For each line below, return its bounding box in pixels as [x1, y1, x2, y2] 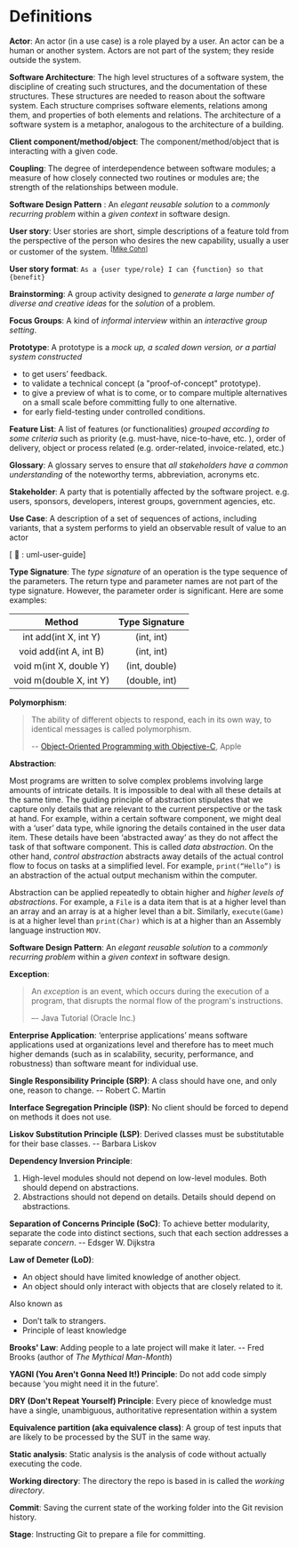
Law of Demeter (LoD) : [9, 1254, 94, 1264]
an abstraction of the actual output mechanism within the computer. [9, 870, 258, 880]
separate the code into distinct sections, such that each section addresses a [9, 1227, 289, 1238]
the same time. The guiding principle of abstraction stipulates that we [9, 794, 264, 805]
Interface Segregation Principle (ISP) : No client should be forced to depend [9, 1102, 289, 1112]
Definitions [9, 6, 93, 27]
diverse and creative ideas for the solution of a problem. [9, 298, 216, 309]
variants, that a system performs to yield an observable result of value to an [9, 522, 287, 533]
